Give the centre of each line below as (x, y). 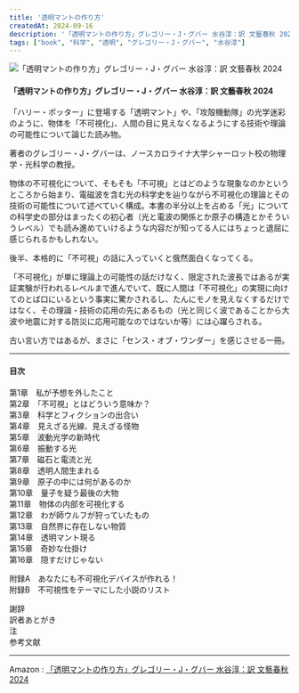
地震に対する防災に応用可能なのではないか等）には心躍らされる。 (145, 322)
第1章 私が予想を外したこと (61, 392)
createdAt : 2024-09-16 (51, 26)
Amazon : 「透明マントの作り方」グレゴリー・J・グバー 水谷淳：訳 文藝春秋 (149, 669)
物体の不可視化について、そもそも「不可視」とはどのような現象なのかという (149, 183)
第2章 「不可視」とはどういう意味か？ (80, 404)
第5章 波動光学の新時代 (55, 436)
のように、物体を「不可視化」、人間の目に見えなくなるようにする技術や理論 (148, 123)
